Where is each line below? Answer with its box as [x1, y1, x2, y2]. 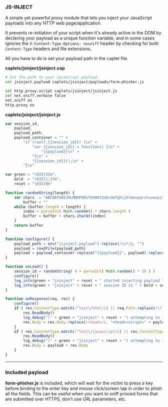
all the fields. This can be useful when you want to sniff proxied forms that [5, 391, 158, 397]
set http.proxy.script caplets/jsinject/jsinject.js [5, 88, 117, 93]
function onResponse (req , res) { [5, 296, 75, 301]
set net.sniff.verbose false [5, 93, 66, 98]
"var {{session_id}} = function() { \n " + [31, 144, 120, 149]
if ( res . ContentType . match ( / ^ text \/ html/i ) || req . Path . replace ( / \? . [14, 306, 164, 311]
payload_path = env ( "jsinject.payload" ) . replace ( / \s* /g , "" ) [14, 241, 144, 246]
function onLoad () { [5, 264, 48, 269]
